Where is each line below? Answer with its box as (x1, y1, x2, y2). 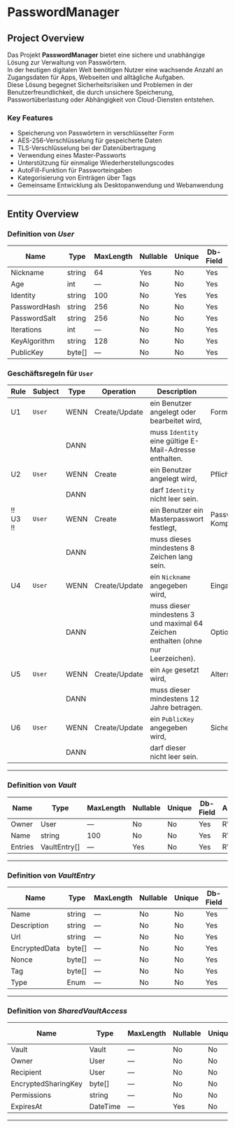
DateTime (89, 1102, 121, 1112)
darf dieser (150, 743, 187, 753)
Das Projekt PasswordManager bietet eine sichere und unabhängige (7, 51, 206, 59)
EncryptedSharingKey (10, 1079, 83, 1089)
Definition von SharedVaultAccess (7, 1006, 128, 1016)
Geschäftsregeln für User (7, 368, 94, 378)
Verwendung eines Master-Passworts (17, 152, 127, 160)
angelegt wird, (150, 474, 197, 484)
